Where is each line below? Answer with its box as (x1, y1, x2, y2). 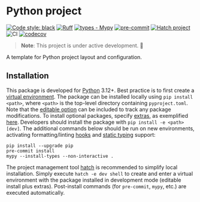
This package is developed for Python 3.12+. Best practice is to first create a (6, 87, 195, 94)
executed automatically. (6, 189, 65, 196)
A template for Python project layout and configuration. (6, 53, 143, 60)
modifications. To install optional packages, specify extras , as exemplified (6, 112, 189, 119)
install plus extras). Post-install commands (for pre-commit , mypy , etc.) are (6, 182, 187, 189)
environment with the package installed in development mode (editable (6, 176, 181, 183)
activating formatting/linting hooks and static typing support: (6, 131, 156, 138)
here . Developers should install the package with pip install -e (6, 118, 166, 126)
